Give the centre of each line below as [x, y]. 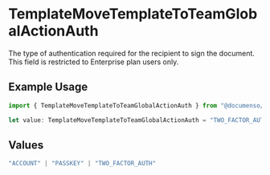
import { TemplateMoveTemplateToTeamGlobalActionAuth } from [113, 105]
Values [26, 145]
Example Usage [48, 87]
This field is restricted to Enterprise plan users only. [94, 62]
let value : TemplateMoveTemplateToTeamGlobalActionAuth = [107, 120]
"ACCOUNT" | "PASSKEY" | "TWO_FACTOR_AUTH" [82, 164]
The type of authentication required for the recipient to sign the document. [132, 53]
